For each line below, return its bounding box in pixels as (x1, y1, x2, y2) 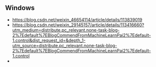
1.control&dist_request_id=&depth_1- (12, 37, 86, 43)
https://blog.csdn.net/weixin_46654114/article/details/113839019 (12, 17, 142, 22)
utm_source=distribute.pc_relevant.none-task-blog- (12, 42, 117, 48)
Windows (5, 4, 35, 12)
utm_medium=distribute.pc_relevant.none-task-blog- (12, 27, 120, 33)
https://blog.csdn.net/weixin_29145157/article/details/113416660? (12, 22, 145, 28)
